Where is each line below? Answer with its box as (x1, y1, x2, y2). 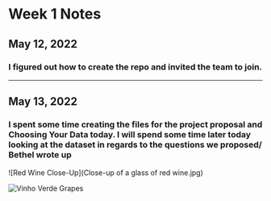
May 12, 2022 (8, 37, 78, 51)
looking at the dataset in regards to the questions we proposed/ (8, 139, 262, 150)
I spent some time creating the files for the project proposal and (8, 119, 263, 130)
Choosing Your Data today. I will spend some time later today (8, 129, 252, 140)
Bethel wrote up (8, 149, 72, 161)
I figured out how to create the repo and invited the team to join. (8, 61, 263, 73)
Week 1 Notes (8, 5, 102, 23)
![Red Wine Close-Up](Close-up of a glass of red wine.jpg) (8, 167, 204, 178)
